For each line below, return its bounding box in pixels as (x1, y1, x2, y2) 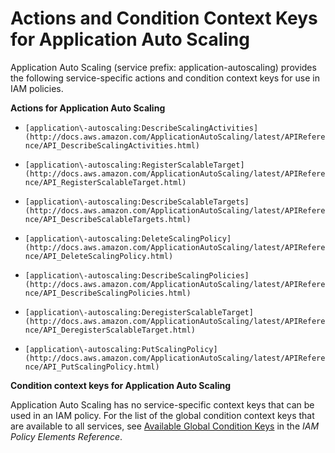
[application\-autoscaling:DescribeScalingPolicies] (24, 270, 250, 281)
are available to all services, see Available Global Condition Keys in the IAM (10, 420, 320, 432)
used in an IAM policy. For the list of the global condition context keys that (10, 409, 315, 421)
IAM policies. (10, 82, 64, 94)
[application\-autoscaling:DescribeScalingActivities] (24, 123, 259, 133)
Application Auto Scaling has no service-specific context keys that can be (10, 398, 315, 411)
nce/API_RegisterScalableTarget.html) (24, 177, 187, 187)
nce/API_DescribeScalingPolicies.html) (24, 288, 192, 298)
